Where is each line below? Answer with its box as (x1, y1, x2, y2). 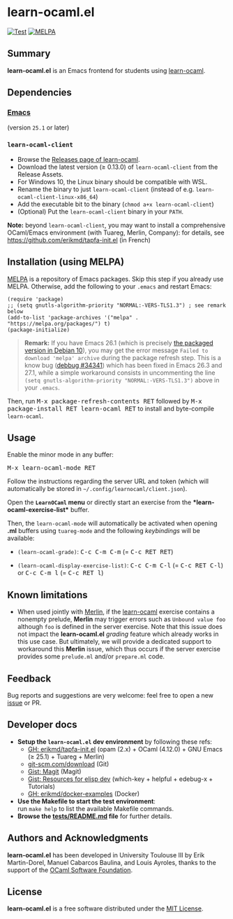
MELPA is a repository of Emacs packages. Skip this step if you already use (7, 275, 224, 283)
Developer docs (7, 719, 78, 731)
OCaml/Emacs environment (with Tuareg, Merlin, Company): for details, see (7, 228, 225, 237)
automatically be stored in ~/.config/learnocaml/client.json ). (7, 485, 188, 493)
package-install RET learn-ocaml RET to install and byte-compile (7, 404, 215, 413)
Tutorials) (27, 782, 56, 790)
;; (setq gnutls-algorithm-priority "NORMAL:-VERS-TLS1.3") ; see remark (7, 302, 227, 309)
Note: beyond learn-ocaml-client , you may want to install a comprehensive (7, 221, 225, 229)
